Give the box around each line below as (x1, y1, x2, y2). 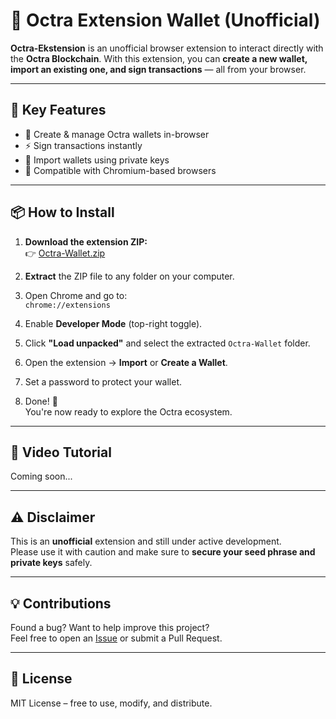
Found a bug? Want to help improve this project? (10, 622, 210, 633)
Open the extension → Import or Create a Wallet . (24, 356, 228, 368)
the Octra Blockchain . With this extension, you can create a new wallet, (10, 52, 308, 64)
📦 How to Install (10, 204, 115, 221)
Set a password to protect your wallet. (24, 375, 183, 388)
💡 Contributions (10, 595, 112, 612)
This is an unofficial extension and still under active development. (10, 535, 282, 548)
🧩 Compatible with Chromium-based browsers (24, 164, 217, 176)
